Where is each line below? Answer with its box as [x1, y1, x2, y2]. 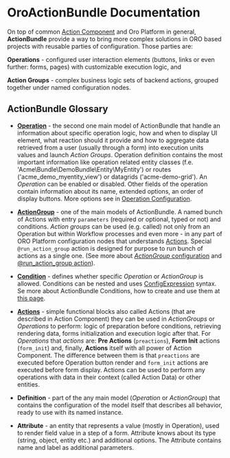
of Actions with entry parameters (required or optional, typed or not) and [16, 215, 221, 223]
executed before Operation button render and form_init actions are [16, 358, 209, 367]
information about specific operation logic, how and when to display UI [16, 128, 218, 137]
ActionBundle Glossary [7, 103, 108, 115]
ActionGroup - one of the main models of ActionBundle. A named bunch [16, 207, 223, 216]
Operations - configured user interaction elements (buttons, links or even [7, 55, 215, 63]
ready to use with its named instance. [16, 408, 124, 416]
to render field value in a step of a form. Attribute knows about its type [16, 428, 216, 437]
